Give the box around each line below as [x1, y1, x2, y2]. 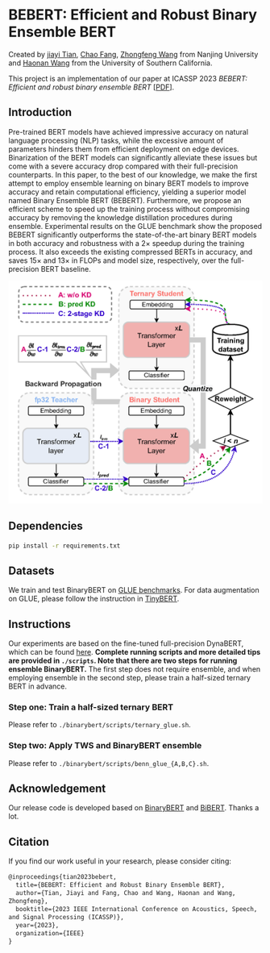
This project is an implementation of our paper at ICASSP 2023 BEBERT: [8, 73, 248, 83]
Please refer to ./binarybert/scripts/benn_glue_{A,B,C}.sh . [8, 758, 210, 768]
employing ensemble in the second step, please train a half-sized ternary [8, 673, 251, 683]
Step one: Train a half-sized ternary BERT [8, 701, 174, 713]
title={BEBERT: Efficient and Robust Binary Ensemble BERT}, [15, 881, 226, 889]
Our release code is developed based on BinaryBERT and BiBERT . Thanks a [8, 803, 260, 813]
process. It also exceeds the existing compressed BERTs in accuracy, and [8, 247, 253, 256]
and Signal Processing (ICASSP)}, [8, 913, 125, 922]
